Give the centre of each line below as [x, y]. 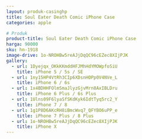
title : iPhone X [37, 127]
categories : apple [29, 22]
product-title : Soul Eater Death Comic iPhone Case [71, 39]
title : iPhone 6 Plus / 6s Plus [57, 94]
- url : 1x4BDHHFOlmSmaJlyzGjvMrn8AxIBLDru [64, 88]
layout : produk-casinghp [37, 12]
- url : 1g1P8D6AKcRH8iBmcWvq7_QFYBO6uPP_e [64, 110]
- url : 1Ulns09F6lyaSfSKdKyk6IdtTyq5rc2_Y [64, 99]
